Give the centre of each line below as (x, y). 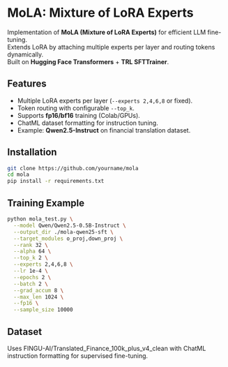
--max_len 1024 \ (39, 297)
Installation (32, 152)
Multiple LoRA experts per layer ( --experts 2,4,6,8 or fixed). (105, 100)
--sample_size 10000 (43, 310)
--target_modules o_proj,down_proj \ (68, 239)
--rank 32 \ (31, 245)
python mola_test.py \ (40, 219)
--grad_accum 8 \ (39, 290)
